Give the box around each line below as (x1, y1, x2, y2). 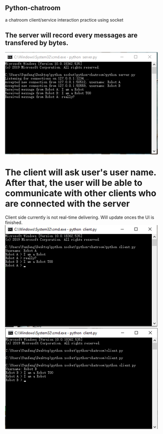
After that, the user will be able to (5, 177, 143, 188)
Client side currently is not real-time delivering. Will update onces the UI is (5, 214, 155, 220)
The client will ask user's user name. (5, 167, 157, 178)
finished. (5, 219, 23, 225)
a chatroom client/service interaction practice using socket (5, 17, 123, 23)
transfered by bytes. (5, 39, 69, 47)
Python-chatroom (5, 4, 61, 12)
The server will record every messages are (5, 31, 138, 40)
